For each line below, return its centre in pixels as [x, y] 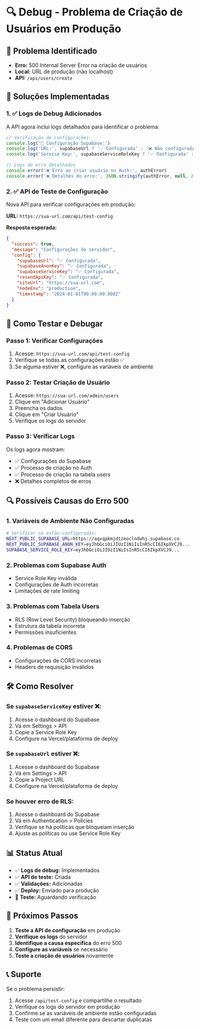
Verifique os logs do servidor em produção [67, 1006]
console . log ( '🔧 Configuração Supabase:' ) [58, 143]
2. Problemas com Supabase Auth [56, 565]
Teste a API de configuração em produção [68, 930]
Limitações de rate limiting [47, 591]
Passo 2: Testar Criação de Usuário [58, 383]
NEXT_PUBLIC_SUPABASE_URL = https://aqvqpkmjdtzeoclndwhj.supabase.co [93, 539]
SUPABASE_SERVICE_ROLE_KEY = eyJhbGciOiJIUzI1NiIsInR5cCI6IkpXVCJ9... [93, 550]
